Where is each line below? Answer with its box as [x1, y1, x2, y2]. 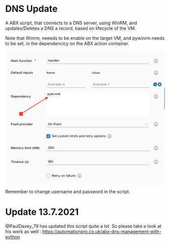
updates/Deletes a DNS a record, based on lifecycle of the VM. [5, 25, 136, 31]
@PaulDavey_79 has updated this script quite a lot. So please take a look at [5, 223, 162, 229]
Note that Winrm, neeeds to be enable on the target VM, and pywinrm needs [5, 35, 165, 41]
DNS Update [5, 3, 58, 15]
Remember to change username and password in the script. [5, 189, 131, 195]
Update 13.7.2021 [5, 206, 79, 218]
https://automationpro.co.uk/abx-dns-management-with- [42, 229, 161, 235]
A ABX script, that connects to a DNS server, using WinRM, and [5, 20, 138, 26]
